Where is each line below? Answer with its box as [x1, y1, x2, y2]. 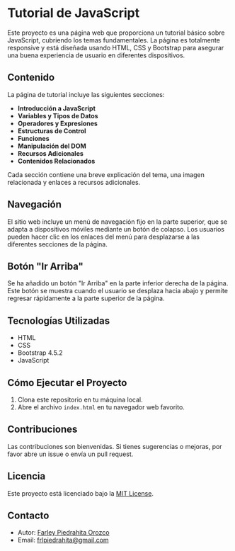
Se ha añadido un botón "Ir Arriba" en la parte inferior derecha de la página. [7, 279, 229, 288]
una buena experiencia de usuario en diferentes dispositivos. [7, 51, 185, 59]
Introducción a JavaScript [17, 104, 96, 113]
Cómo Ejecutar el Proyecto [7, 377, 127, 389]
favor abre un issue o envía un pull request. [7, 450, 134, 458]
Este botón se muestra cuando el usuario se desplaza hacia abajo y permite [7, 287, 229, 295]
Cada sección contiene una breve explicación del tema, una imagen [7, 170, 205, 178]
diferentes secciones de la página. [7, 239, 108, 249]
